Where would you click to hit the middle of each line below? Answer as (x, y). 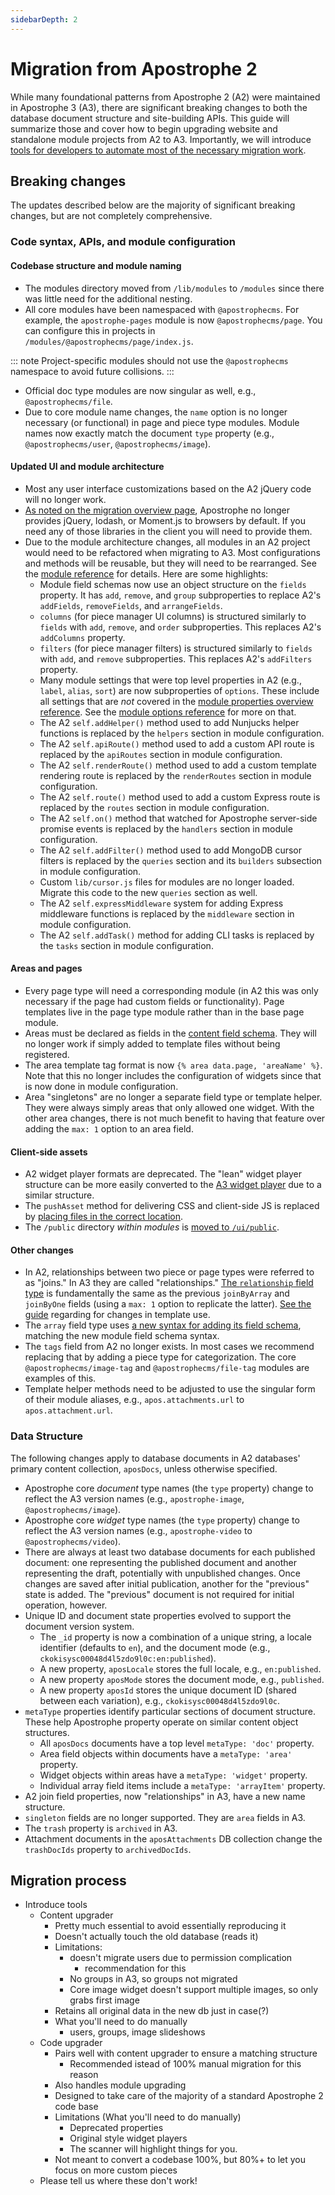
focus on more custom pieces (116, 2170)
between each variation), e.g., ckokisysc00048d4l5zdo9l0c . (160, 1700)
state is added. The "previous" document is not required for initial (159, 1594)
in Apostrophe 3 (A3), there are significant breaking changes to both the (159, 107)
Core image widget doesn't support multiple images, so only (194, 1990)
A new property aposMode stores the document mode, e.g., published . (182, 1679)
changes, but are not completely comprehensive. (111, 216)
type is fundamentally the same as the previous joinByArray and (157, 1293)
